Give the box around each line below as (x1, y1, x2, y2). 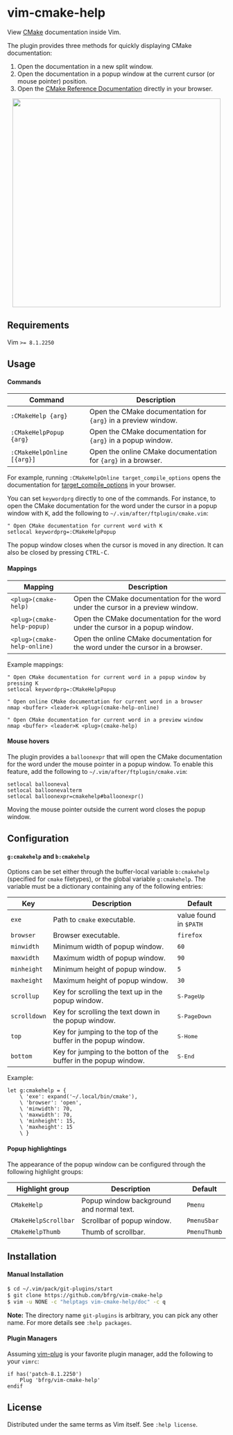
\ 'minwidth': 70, (19, 1105, 73, 1113)
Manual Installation (7, 1270, 64, 1278)
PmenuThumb (187, 1228, 223, 1236)
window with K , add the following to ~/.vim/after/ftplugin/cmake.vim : (7, 509, 209, 518)
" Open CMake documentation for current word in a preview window (7, 716, 203, 723)
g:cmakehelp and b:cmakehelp (7, 852, 90, 860)
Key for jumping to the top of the (53, 1027, 159, 1037)
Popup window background (81, 1196, 171, 1205)
